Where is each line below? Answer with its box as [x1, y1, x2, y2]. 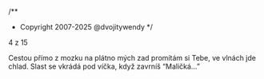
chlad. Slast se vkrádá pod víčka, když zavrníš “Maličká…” [8, 61, 200, 71]
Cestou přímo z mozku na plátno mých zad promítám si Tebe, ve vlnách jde [8, 53, 256, 62]
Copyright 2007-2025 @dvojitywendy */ [19, 22, 154, 31]
